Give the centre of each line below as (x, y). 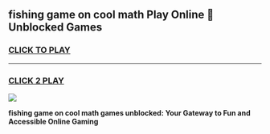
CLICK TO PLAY (39, 51)
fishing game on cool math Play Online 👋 (111, 15)
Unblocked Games (55, 28)
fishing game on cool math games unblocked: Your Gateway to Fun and (129, 112)
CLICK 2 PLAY (36, 80)
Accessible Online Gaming (53, 121)
